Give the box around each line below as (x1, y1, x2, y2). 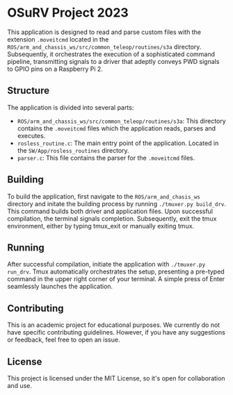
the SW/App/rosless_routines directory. (17, 146, 130, 154)
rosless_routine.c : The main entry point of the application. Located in (17, 139, 219, 147)
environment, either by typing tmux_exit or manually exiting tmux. (7, 221, 195, 230)
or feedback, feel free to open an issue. (7, 335, 120, 344)
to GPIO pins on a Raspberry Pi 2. (7, 65, 103, 73)
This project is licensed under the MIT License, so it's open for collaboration (7, 374, 225, 383)
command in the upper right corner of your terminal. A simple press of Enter (7, 275, 225, 283)
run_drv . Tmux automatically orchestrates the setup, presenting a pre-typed (7, 267, 225, 276)
